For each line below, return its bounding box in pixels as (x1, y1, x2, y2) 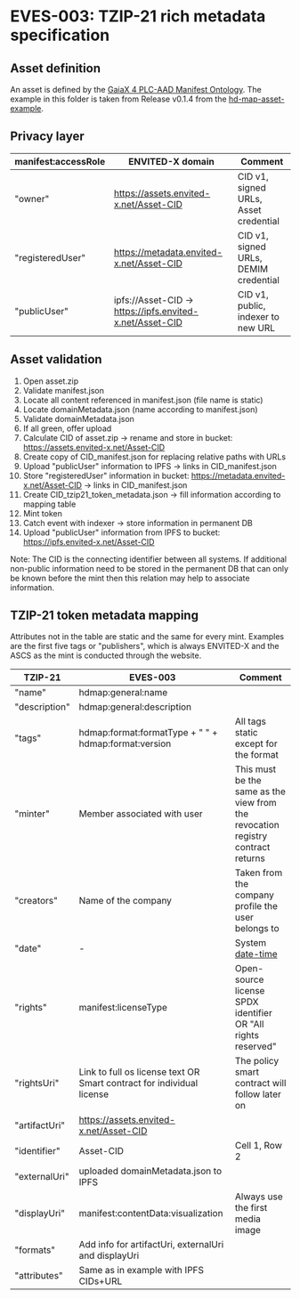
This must (235, 763, 277, 775)
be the (235, 775, 262, 787)
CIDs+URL (78, 1275, 123, 1287)
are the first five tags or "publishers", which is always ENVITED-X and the (10, 641, 280, 652)
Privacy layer (10, 129, 85, 144)
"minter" (14, 808, 50, 820)
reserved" (235, 1040, 277, 1052)
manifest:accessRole (14, 155, 106, 167)
